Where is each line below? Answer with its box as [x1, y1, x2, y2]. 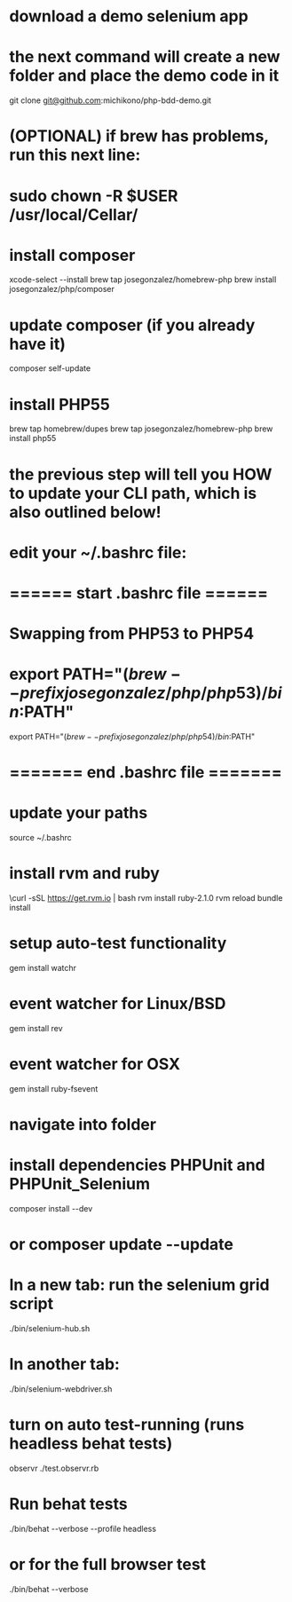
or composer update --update [9, 1235, 233, 1255]
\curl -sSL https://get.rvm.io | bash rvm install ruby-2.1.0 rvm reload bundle [9, 893, 283, 904]
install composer [9, 245, 136, 265]
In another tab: [9, 1354, 120, 1375]
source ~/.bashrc [9, 833, 73, 843]
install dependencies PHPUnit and [9, 1156, 266, 1175]
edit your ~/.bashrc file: [9, 542, 187, 563]
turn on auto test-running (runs [9, 1415, 245, 1435]
